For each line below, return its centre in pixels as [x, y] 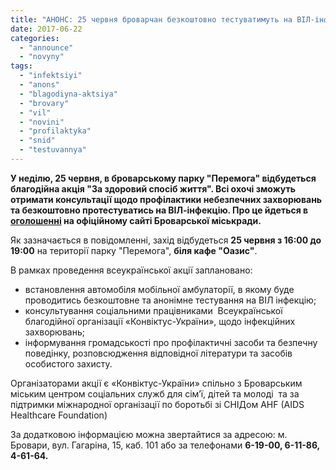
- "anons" [39, 85]
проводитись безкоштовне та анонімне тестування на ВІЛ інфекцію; [170, 300]
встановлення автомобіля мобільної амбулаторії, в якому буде [159, 289]
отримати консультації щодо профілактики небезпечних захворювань [166, 199]
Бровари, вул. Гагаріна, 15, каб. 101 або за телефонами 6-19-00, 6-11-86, [165, 445]
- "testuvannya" [53, 150]
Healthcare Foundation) [59, 415]
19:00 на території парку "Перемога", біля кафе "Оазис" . [134, 250]
